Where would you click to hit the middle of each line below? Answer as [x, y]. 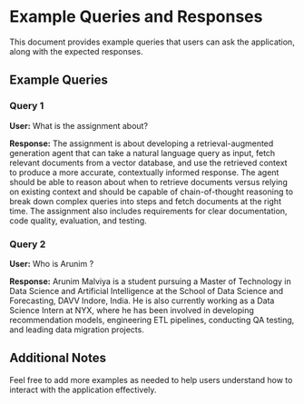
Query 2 [28, 244]
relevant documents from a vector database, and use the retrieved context [148, 163]
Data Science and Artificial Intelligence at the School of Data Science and [147, 291]
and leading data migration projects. [77, 330]
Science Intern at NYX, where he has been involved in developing [132, 310]
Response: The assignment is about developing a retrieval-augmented [142, 143]
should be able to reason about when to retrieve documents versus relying [148, 182]
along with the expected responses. [76, 51]
